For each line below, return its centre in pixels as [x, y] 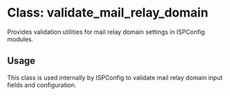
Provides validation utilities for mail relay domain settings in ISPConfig [106, 32]
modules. [20, 39]
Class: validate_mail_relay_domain [108, 13]
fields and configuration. [42, 85]
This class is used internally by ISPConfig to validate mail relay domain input [115, 77]
